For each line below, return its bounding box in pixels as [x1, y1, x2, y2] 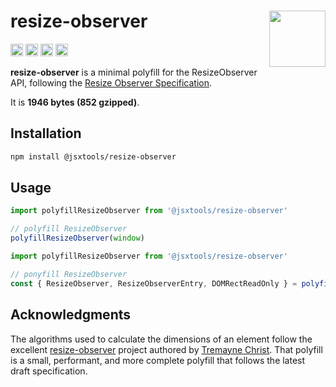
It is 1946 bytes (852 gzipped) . [10, 96, 140, 108]
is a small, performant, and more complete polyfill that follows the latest [10, 354, 306, 366]
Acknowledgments [10, 306, 132, 324]
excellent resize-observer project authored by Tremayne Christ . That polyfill [10, 343, 323, 355]
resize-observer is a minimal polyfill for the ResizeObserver [10, 66, 258, 78]
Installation [10, 125, 82, 142]
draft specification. [10, 365, 88, 377]
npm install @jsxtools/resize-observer [10, 151, 177, 162]
